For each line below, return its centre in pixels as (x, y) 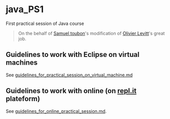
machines (22, 63)
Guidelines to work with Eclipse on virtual (73, 55)
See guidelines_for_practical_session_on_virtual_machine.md (69, 75)
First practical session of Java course (45, 23)
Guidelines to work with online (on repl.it (71, 91)
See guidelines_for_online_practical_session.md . (56, 111)
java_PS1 (25, 9)
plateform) (23, 99)
